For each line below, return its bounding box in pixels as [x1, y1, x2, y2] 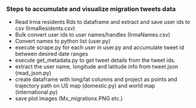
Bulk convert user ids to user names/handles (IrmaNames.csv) [14, 31, 171, 38]
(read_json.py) [14, 70, 52, 77]
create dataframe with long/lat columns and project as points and [14, 76, 178, 83]
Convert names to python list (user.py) [14, 38, 111, 45]
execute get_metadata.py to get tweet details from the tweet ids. [14, 56, 176, 64]
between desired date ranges [14, 50, 89, 58]
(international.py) [14, 89, 58, 96]
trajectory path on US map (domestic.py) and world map [14, 82, 156, 89]
